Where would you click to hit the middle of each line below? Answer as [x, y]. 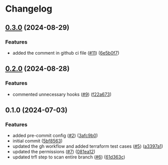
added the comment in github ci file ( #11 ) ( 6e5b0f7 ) [66, 53]
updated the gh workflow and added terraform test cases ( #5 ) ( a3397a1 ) [88, 146]
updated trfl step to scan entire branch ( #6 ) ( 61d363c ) [69, 157]
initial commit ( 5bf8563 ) [38, 141]
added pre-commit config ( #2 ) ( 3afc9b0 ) [55, 136]
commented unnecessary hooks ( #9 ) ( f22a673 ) [62, 94]
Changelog [29, 9]
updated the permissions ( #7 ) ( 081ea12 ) [54, 152]
